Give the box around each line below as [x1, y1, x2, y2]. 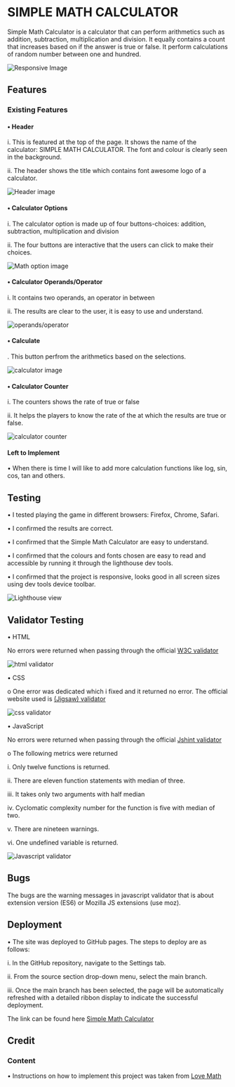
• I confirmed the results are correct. [7, 525, 114, 533]
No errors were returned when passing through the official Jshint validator [7, 735, 222, 744]
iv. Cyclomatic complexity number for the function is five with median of [7, 804, 215, 812]
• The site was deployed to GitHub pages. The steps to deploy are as [7, 937, 207, 946]
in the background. [7, 153, 62, 162]
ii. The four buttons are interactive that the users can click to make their [7, 240, 214, 249]
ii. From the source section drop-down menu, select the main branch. [7, 972, 208, 981]
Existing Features [7, 105, 68, 115]
